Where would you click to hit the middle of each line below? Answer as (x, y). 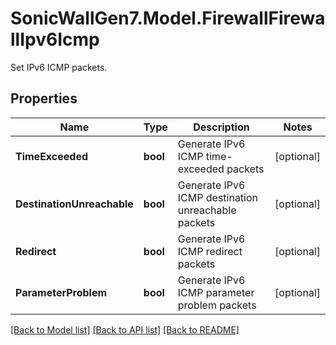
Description (221, 127)
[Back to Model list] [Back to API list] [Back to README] (125, 329)
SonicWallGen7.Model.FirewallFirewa (168, 18)
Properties (44, 98)
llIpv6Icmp (55, 39)
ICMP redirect (210, 251)
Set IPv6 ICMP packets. (59, 67)
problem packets (217, 305)
